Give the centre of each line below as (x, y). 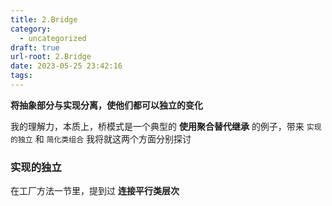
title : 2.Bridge (44, 19)
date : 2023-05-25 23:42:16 (66, 66)
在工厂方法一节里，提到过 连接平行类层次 (95, 191)
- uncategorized (53, 38)
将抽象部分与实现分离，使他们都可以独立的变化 (106, 105)
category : (31, 29)
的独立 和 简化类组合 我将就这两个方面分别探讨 (101, 138)
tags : (21, 76)
